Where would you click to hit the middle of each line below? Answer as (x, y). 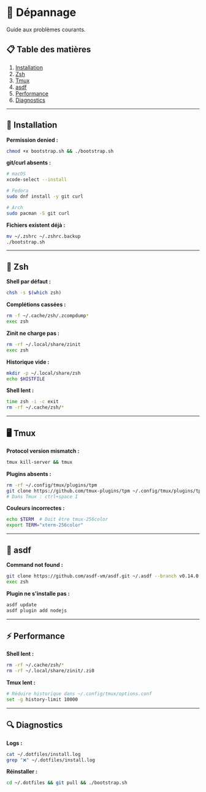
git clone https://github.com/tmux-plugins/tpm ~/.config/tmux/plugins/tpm (105, 491)
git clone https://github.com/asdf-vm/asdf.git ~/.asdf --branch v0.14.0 (103, 576)
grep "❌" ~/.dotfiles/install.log (51, 760)
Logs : (14, 743)
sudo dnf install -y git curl (45, 197)
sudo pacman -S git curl (38, 213)
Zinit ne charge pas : (33, 333)
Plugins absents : (29, 474)
